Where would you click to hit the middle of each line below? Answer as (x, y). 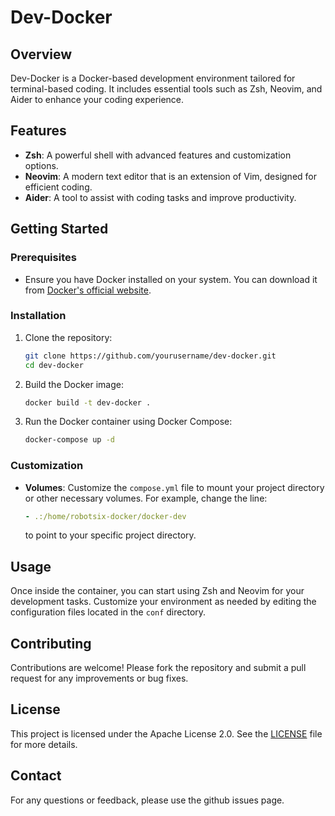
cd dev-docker (54, 365)
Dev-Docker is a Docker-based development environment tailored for (153, 78)
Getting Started (59, 229)
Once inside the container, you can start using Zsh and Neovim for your (157, 591)
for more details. (44, 744)
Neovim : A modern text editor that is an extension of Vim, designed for (170, 176)
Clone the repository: (68, 337)
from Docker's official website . (88, 290)
